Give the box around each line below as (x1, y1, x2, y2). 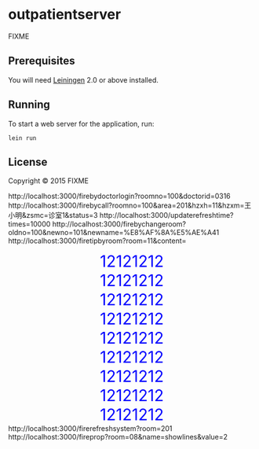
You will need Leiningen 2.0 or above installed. (8, 75, 159, 84)
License (8, 155, 48, 168)
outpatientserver (8, 6, 122, 24)
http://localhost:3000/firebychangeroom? (52, 219, 187, 229)
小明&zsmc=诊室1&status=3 (8, 211, 98, 220)
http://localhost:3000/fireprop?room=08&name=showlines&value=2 (8, 432, 228, 442)
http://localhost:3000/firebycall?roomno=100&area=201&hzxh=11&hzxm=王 (8, 201, 252, 210)
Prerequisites (8, 54, 75, 68)
